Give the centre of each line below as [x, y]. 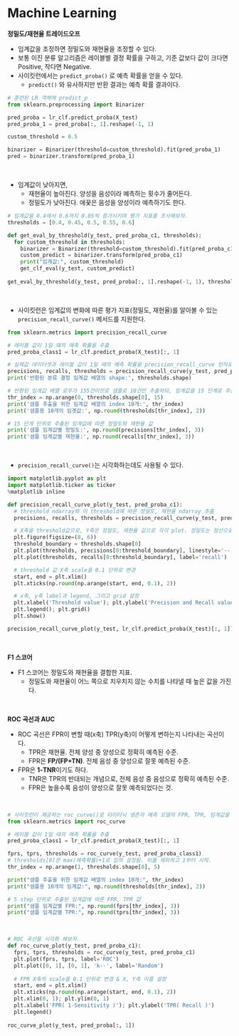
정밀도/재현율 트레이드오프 [44, 33]
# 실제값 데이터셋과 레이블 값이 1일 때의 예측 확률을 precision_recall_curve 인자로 [120, 365]
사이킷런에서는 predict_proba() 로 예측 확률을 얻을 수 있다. [100, 75]
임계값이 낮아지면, [42, 185]
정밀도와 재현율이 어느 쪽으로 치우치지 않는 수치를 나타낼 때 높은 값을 [123, 681]
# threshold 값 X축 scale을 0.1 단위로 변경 [75, 570]
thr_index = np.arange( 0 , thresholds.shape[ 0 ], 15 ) [85, 397]
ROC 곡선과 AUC [31, 719]
